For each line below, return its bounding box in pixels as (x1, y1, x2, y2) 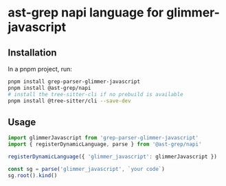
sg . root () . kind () (8, 172, 58, 179)
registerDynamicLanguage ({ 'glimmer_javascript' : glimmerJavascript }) (8, 153, 217, 161)
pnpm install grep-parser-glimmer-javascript (8, 78, 140, 85)
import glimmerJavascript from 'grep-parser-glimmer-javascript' (8, 135, 199, 141)
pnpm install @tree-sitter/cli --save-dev (8, 97, 131, 104)
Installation (8, 47, 57, 58)
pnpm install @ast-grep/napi (8, 84, 91, 91)
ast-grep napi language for (8, 5, 164, 21)
